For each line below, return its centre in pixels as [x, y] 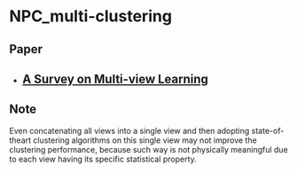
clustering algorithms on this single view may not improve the [145, 140]
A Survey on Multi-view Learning [115, 79]
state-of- [268, 130]
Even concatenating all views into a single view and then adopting [129, 130]
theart [20, 140]
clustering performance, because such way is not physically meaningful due [148, 149]
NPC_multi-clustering [91, 16]
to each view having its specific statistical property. [103, 159]
